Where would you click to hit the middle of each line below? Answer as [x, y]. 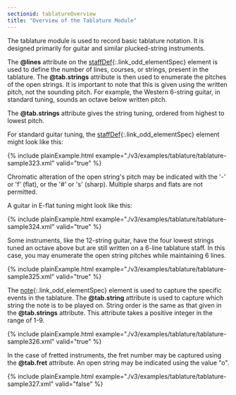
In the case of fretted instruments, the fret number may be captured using [114, 355]
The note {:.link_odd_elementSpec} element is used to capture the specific [114, 290]
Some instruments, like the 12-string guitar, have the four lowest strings [111, 240]
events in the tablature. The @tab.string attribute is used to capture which [116, 297]
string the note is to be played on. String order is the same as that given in [114, 305]
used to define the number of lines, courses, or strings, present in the [108, 69]
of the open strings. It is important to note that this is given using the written [117, 84]
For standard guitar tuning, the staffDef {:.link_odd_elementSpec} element [113, 134]
